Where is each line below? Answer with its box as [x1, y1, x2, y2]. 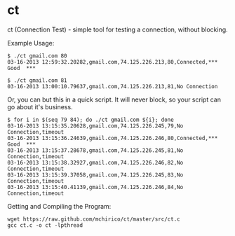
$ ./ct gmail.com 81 [7, 76, 68, 84]
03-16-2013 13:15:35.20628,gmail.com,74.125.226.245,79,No [7, 122, 184, 130]
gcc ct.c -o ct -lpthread [7, 221, 83, 229]
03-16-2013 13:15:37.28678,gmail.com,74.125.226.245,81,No [7, 146, 184, 154]
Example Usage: [7, 39, 55, 47]
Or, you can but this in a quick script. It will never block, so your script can [7, 95, 221, 104]
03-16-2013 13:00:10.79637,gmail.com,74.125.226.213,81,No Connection [7, 83, 218, 90]
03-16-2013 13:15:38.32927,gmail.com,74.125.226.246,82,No [7, 159, 184, 166]
